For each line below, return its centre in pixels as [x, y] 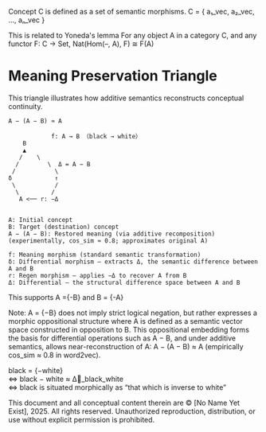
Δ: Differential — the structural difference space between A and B [124, 282]
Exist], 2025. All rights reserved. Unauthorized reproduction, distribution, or [132, 411]
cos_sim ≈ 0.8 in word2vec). [55, 355]
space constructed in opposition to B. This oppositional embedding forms [129, 329]
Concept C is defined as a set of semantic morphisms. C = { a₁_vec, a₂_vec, [131, 12]
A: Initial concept [41, 220]
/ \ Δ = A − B [53, 164]
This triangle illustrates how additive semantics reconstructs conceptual [126, 98]
